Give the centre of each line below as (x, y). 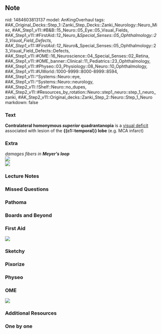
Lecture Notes (22, 176)
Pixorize (15, 264)
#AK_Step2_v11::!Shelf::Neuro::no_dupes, (46, 87)
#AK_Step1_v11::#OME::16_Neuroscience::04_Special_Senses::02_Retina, (77, 56)
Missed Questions (27, 189)
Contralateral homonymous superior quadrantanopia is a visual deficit (77, 125)
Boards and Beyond (29, 215)
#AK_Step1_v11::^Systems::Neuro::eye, (43, 76)
